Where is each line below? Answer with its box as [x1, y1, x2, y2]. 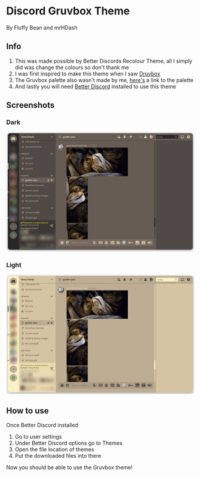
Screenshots [6, 100, 55, 110]
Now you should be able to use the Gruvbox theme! [6, 464, 133, 471]
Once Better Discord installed [6, 421, 79, 429]
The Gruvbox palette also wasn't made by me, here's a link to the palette [14, 76, 194, 83]
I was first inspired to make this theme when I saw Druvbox [14, 70, 161, 77]
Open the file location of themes [14, 446, 94, 453]
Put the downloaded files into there [14, 452, 101, 460]
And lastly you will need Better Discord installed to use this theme [14, 83, 176, 90]
